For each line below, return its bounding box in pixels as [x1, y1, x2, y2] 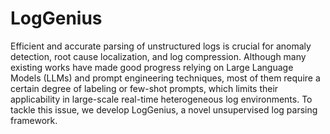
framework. [10, 114, 58, 126]
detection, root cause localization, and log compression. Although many [10, 50, 307, 62]
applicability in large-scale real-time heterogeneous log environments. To [10, 93, 313, 105]
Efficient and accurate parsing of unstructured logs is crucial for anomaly [10, 40, 312, 52]
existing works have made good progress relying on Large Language [10, 61, 294, 73]
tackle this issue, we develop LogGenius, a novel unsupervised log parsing [10, 103, 318, 116]
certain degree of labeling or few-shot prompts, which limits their [10, 82, 279, 94]
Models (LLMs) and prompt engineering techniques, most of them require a [10, 72, 321, 84]
